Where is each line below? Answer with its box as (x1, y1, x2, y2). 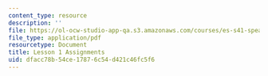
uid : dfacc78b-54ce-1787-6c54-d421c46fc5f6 (8, 56, 156, 64)
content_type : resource (8, 11, 88, 20)
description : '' (8, 19, 62, 27)
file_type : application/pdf (8, 33, 102, 42)
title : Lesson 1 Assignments (8, 48, 105, 56)
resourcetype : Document (8, 41, 88, 49)
